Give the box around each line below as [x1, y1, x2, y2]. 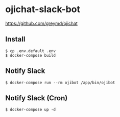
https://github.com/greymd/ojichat [5, 20, 78, 26]
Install [5, 35, 26, 44]
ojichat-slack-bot [5, 4, 81, 15]
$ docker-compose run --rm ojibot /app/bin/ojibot [5, 80, 115, 85]
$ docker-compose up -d [5, 107, 56, 112]
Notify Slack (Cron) [5, 94, 68, 102]
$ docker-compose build [5, 53, 56, 58]
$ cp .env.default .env [5, 48, 56, 54]
